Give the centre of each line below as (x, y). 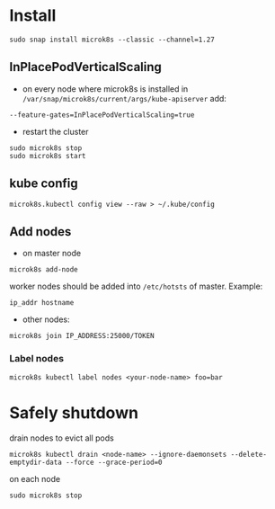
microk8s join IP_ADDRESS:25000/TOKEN (82, 336)
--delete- (249, 454)
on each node (35, 478)
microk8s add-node (44, 270)
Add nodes (40, 232)
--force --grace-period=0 (115, 462)
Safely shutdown (74, 412)
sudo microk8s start (48, 156)
